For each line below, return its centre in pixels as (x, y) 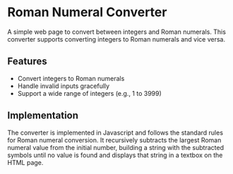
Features (27, 62)
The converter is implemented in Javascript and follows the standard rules (115, 132)
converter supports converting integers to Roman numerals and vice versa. (116, 39)
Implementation (43, 116)
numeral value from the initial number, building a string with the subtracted (116, 147)
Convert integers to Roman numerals (71, 78)
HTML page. (25, 162)
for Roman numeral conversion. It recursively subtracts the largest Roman (114, 140)
